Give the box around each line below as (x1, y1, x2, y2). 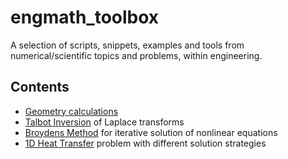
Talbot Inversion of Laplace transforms (24, 116, 185, 128)
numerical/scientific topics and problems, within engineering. (10, 49, 263, 61)
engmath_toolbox (10, 6, 160, 29)
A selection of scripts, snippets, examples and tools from (10, 39, 245, 51)
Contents (10, 79, 70, 96)
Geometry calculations (24, 105, 119, 117)
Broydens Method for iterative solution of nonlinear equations (24, 126, 278, 138)
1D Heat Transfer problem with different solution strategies (24, 137, 267, 149)
